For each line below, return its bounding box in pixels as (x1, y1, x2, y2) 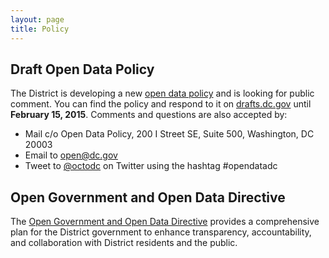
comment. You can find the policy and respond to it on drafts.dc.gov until (10, 98, 312, 110)
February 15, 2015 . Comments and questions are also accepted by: (10, 109, 288, 121)
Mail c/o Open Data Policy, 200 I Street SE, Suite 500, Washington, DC (24, 128, 315, 140)
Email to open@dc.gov (24, 149, 118, 161)
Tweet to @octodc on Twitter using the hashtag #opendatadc (24, 160, 278, 172)
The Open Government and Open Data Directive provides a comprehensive (10, 216, 320, 228)
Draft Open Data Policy (10, 61, 155, 78)
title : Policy (10, 24, 70, 34)
